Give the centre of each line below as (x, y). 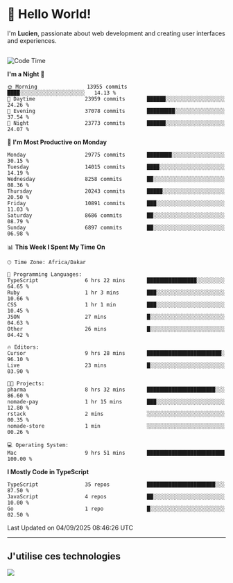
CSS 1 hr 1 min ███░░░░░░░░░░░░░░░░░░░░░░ (116, 305)
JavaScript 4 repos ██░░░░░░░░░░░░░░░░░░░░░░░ (116, 497)
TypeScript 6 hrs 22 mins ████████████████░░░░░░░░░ (116, 281)
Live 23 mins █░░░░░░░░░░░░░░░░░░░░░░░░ (116, 366)
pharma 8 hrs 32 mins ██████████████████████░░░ (116, 390)
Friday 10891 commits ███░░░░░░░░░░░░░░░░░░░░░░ (116, 204)
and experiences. (32, 40)
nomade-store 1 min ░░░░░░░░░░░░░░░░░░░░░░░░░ (116, 426)
